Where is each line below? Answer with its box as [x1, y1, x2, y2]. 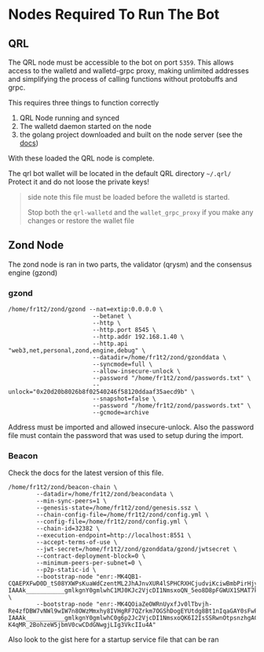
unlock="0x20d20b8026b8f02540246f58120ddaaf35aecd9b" [8, 388, 189, 396]
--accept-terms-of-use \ [36, 539, 118, 547]
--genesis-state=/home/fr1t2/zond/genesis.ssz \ [36, 504, 199, 512]
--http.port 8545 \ [92, 326, 156, 334]
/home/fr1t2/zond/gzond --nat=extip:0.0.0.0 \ [8, 305, 163, 314]
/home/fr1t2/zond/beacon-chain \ [8, 484, 118, 492]
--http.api [92, 340, 128, 348]
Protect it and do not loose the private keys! [8, 177, 149, 186]
